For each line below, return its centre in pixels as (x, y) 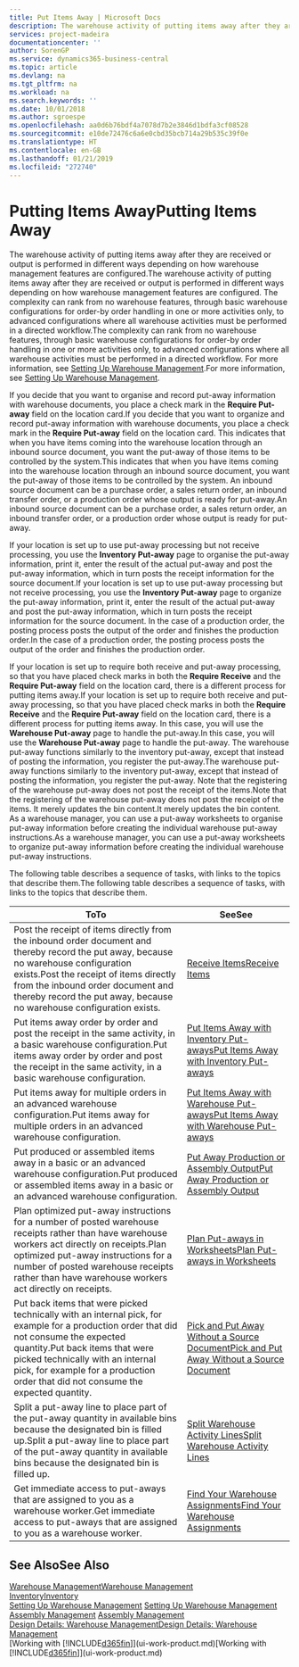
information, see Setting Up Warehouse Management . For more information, (147, 369)
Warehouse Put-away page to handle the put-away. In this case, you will (142, 734)
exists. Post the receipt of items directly (95, 974)
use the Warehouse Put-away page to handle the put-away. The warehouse (149, 742)
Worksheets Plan (221, 1250)
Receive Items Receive (233, 963)
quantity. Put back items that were (84, 1348)
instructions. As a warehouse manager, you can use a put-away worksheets (147, 838)
